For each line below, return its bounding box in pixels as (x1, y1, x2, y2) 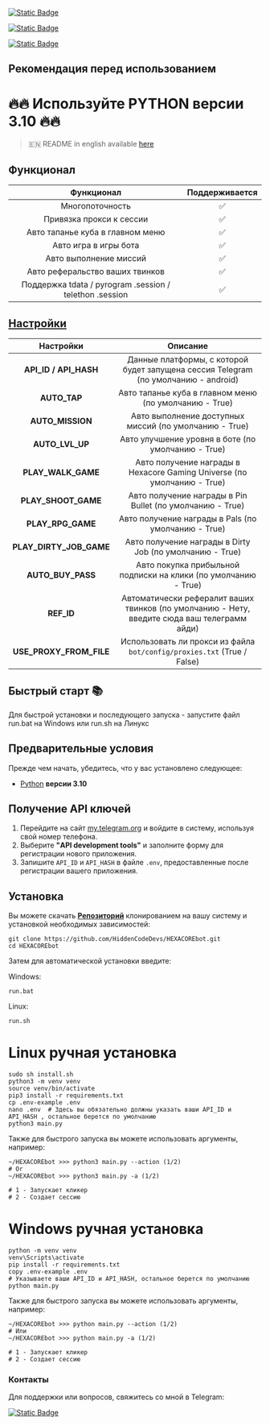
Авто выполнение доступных (131, 410, 245, 421)
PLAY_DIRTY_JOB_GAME (12, 541, 110, 552)
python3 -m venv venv (8, 1078, 81, 1086)
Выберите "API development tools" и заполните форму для (19, 840, 223, 850)
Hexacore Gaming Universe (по (128, 466, 247, 478)
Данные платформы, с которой (127, 354, 249, 365)
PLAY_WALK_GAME (22, 466, 100, 478)
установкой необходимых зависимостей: (8, 919, 150, 930)
